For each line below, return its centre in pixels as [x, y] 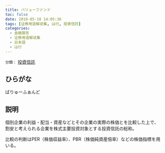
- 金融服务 [20, 33]
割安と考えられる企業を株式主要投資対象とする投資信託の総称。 [71, 128]
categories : [18, 28]
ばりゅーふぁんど [23, 92]
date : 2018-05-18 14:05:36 [33, 19]
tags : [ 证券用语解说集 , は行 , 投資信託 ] [43, 24]
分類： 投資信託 [20, 62]
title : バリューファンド [28, 10]
